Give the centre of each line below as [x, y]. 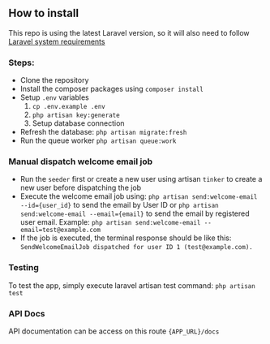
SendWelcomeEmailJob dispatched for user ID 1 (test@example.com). [136, 247]
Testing [24, 268]
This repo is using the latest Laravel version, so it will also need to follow [129, 32]
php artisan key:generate [76, 116]
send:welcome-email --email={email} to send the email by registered [135, 213]
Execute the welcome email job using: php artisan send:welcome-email [139, 196]
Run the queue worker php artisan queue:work [98, 140]
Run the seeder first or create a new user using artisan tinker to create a [141, 179]
